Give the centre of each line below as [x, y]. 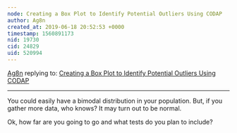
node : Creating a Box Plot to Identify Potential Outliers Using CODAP [115, 14]
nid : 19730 [23, 40]
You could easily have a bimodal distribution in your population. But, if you [115, 101]
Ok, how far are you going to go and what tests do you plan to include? [110, 122]
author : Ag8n [26, 20]
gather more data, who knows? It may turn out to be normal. [95, 108]
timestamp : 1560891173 [41, 33]
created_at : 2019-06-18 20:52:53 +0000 [66, 27]
